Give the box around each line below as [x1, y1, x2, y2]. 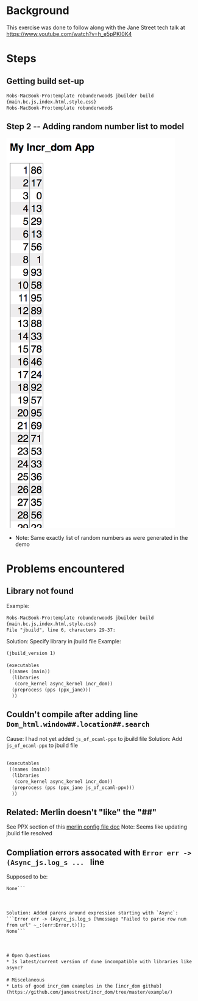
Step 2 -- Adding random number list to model [6, 121, 185, 132]
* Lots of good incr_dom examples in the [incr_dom [6, 983, 140, 989]
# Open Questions [6, 953, 51, 959]
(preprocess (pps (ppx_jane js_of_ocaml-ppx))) [12, 784, 135, 791]
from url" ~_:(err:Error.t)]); [6, 922, 86, 928]
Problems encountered [6, 562, 125, 576]
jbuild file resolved [6, 830, 53, 837]
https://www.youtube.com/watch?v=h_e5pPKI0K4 [6, 30, 132, 37]
